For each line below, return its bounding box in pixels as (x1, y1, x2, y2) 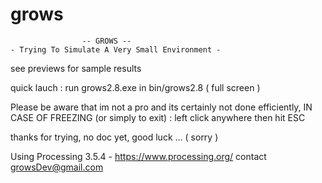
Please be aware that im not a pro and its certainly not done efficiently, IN (10, 101, 313, 113)
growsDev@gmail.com (10, 161, 104, 173)
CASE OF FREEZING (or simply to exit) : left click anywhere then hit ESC (10, 111, 306, 123)
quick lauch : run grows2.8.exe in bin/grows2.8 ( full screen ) (10, 81, 261, 93)
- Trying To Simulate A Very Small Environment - (10, 44, 222, 55)
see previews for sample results (10, 62, 142, 74)
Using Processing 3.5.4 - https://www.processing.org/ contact (10, 150, 267, 162)
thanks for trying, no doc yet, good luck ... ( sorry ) (10, 131, 219, 143)
